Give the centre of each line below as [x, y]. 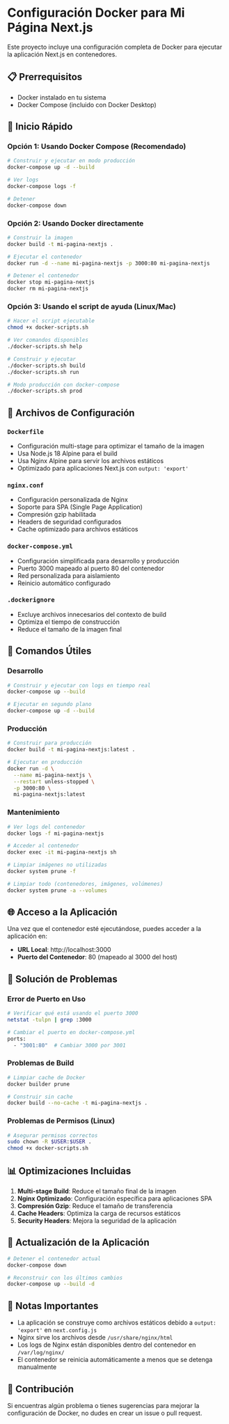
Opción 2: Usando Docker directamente [76, 223]
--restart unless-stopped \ [54, 781]
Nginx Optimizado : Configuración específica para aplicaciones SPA [114, 1198]
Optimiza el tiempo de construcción [68, 622]
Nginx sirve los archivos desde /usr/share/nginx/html [95, 1338]
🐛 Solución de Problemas [62, 979]
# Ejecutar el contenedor [45, 257]
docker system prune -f [42, 872]
